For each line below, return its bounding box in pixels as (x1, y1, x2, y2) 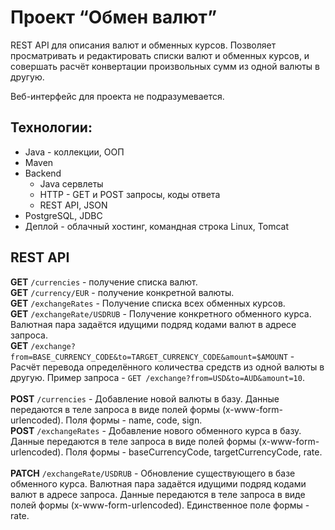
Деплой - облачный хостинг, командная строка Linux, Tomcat (24, 220, 290, 232)
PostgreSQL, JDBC (24, 209, 103, 221)
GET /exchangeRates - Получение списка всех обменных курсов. (10, 297, 286, 309)
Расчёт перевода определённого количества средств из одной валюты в (10, 361, 325, 373)
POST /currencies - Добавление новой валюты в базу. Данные (10, 392, 280, 405)
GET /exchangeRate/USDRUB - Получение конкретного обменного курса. (10, 307, 312, 320)
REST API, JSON (39, 199, 108, 211)
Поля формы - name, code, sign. (65, 414, 203, 426)
